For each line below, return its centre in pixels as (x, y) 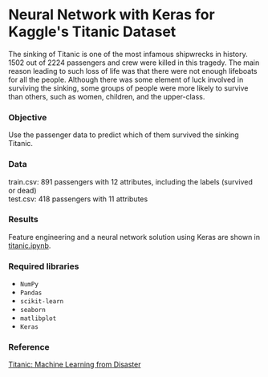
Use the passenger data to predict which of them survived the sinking (124, 135)
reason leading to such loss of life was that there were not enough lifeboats (133, 71)
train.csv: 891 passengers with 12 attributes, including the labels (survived (130, 181)
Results (23, 220)
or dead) (23, 190)
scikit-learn (42, 302)
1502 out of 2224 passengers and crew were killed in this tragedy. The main (134, 63)
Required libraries (44, 266)
